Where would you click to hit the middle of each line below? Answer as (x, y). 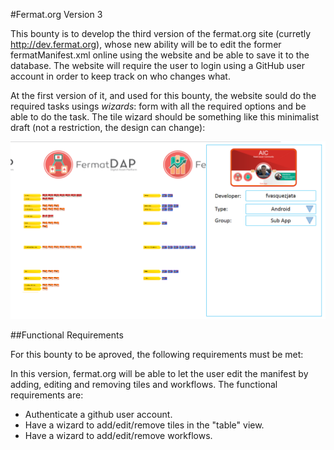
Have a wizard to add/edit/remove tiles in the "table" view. (144, 425)
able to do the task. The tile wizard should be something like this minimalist (165, 117)
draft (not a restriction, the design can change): (108, 127)
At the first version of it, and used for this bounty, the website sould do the (163, 95)
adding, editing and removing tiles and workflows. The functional (144, 384)
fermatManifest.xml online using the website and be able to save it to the (160, 55)
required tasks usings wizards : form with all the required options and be (158, 106)
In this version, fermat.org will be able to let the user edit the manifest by (159, 373)
